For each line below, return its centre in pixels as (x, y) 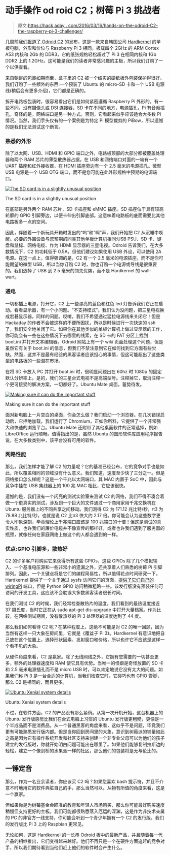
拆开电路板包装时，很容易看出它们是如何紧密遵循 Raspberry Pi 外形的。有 (82, 101)
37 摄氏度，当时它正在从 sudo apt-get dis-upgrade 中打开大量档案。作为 (81, 610)
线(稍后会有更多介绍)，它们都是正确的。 (47, 90)
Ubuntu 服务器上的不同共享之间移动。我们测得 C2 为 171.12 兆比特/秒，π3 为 (84, 509)
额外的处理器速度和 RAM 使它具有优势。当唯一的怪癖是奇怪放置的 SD (86, 663)
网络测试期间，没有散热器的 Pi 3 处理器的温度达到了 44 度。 (81, 616)
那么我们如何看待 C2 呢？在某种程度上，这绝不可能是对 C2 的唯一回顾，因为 (85, 627)
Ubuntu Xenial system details (36, 702)
